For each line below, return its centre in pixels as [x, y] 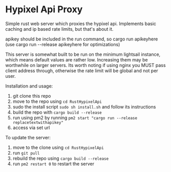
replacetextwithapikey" [38, 122]
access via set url [31, 127]
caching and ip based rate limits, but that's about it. [59, 29]
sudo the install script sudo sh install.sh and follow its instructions [84, 106]
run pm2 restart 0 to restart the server [54, 164]
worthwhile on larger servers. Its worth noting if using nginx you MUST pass [85, 65]
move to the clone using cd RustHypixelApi [58, 147]
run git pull [26, 153]
